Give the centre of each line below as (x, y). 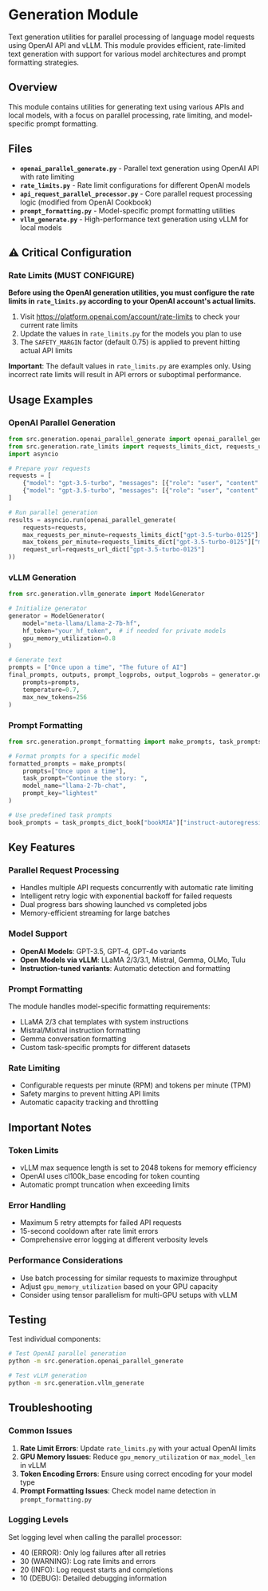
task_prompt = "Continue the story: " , (85, 778)
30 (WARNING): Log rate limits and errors (88, 1561)
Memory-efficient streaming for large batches (95, 913)
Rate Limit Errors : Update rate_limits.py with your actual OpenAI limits (138, 1448)
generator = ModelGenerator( (57, 616)
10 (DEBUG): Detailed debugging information (93, 1578)
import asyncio (33, 454)
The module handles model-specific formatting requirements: (109, 1006)
